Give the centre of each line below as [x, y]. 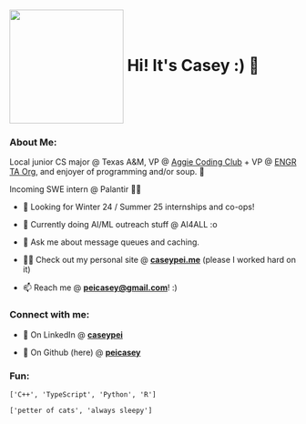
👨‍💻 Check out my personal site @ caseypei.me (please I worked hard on [159, 260]
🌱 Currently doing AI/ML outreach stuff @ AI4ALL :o [120, 225]
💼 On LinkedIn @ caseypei [72, 334]
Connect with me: [50, 315]
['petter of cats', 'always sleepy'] [81, 411]
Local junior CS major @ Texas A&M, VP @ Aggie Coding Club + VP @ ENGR [153, 162]
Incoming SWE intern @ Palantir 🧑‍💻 [76, 189]
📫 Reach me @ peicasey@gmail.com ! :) [100, 288]
